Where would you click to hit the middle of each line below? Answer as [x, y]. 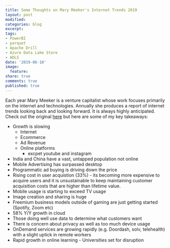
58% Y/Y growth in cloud [39, 213]
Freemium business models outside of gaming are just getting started [85, 202]
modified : [16, 19]
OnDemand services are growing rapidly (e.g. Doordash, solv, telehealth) [89, 229]
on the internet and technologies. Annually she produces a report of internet [85, 105]
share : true [18, 76]
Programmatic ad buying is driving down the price [65, 170]
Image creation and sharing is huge [49, 197]
